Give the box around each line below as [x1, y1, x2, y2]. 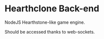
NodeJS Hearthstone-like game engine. [4, 19, 85, 25]
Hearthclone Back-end [4, 3, 100, 14]
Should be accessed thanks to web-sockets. [4, 29, 95, 35]
